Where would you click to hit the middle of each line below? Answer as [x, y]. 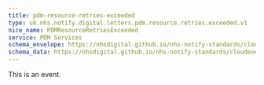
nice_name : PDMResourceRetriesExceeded [73, 30]
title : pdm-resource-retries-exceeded [71, 15]
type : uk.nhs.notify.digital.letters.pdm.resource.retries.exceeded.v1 [128, 23]
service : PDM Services [45, 37]
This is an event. [35, 74]
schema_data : [29, 52]
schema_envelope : [37, 45]
